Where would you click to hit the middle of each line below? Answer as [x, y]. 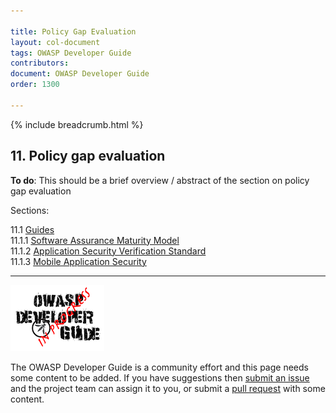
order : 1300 [35, 85]
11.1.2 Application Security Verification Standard [108, 251]
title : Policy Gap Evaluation [73, 31]
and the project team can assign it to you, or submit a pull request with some [168, 388]
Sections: [30, 210]
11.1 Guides [32, 229]
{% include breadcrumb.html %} [77, 124]
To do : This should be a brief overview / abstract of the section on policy [160, 180]
